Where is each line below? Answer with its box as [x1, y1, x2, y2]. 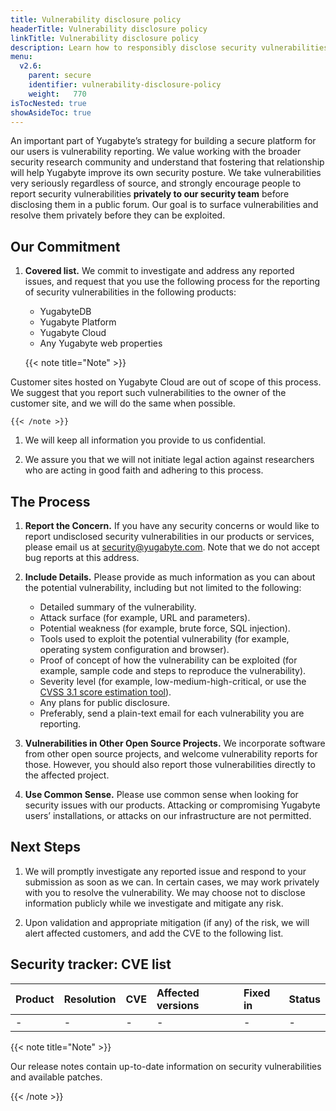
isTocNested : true [10, 98, 87, 108]
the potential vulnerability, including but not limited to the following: [24, 582, 302, 593]
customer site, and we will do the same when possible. [10, 397, 236, 410]
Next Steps [10, 839, 81, 856]
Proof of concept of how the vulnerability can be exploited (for [39, 654, 298, 666]
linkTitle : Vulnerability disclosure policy [10, 33, 199, 43]
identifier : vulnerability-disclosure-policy [28, 80, 222, 90]
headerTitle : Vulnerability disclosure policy [10, 24, 208, 34]
